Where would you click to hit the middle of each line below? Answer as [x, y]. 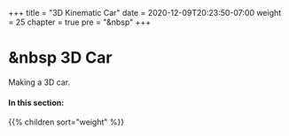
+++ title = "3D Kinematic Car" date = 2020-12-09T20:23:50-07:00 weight [145, 13]
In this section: [36, 102]
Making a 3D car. [39, 82]
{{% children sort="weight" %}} [66, 122]
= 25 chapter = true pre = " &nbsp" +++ [80, 22]
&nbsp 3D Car [60, 58]
